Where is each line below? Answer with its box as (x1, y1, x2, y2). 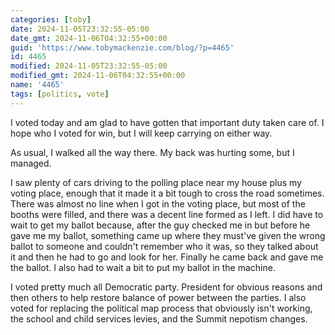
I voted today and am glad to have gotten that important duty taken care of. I (10, 116, 325, 128)
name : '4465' (10, 80, 65, 90)
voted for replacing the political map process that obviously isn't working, (10, 302, 313, 314)
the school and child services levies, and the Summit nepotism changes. (10, 312, 308, 325)
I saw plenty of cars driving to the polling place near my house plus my (10, 176, 302, 188)
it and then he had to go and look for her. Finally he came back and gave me (10, 251, 324, 263)
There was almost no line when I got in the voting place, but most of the (10, 197, 306, 210)
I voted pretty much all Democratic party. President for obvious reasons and (10, 281, 323, 293)
